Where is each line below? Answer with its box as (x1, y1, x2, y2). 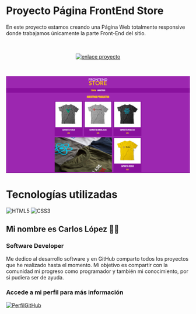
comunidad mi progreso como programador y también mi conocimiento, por (6, 268, 188, 275)
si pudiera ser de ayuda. (6, 274, 64, 281)
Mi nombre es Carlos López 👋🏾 (6, 224, 120, 234)
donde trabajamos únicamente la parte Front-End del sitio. (6, 29, 146, 36)
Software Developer (6, 242, 64, 250)
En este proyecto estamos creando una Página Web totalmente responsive (6, 23, 185, 30)
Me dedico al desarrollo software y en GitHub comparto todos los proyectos (6, 255, 188, 262)
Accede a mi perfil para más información (6, 288, 124, 296)
